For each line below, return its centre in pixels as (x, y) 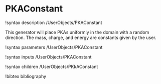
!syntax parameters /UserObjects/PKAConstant (54, 47)
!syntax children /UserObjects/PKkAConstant (52, 66)
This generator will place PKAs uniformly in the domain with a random (77, 32)
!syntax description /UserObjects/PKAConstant (54, 22)
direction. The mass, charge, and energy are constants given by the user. (81, 37)
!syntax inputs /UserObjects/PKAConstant (48, 57)
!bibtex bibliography (26, 76)
